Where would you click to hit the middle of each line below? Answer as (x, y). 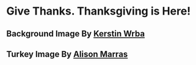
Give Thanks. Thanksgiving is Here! (99, 11)
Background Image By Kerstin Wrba (76, 34)
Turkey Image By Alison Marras (67, 54)
